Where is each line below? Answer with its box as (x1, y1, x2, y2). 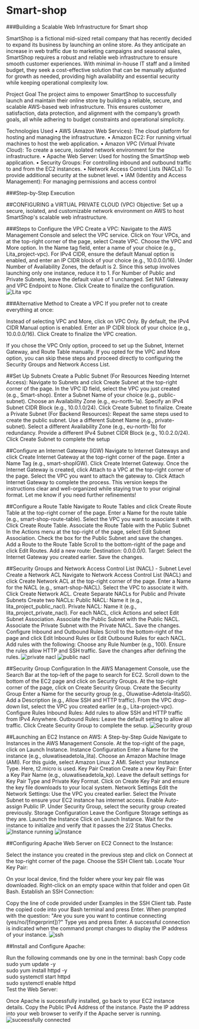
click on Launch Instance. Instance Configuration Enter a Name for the (6, 746, 178, 753)
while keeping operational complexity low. (6, 79, 109, 86)
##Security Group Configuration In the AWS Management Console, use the (6, 664, 190, 672)
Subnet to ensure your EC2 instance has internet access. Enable (6, 796, 163, 804)
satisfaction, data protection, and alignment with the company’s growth (6, 109, 180, 117)
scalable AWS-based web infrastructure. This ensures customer (6, 103, 163, 110)
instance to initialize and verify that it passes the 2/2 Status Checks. (6, 821, 172, 829)
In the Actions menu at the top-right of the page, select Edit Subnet (6, 528, 170, 535)
